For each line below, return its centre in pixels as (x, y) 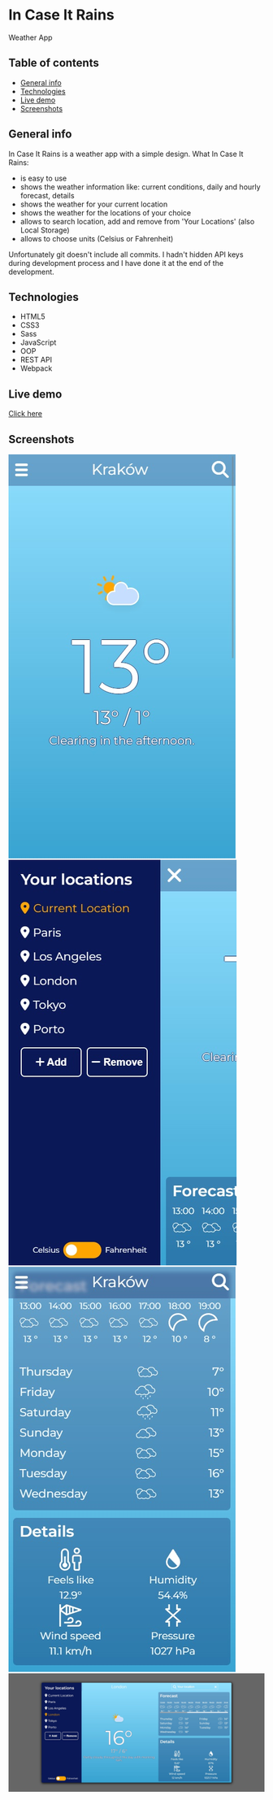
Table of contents (54, 63)
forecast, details (47, 195)
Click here (26, 414)
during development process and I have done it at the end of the (116, 263)
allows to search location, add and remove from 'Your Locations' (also (137, 221)
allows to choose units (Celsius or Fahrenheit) (97, 238)
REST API (36, 360)
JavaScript (38, 342)
